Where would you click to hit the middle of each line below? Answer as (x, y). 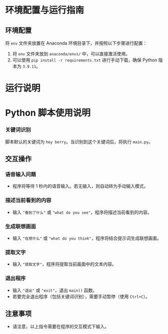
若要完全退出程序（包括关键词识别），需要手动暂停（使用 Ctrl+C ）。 (81, 296)
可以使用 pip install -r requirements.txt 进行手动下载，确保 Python (85, 60)
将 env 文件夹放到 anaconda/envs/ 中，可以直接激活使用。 (71, 54)
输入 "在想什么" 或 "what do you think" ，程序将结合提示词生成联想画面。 (87, 238)
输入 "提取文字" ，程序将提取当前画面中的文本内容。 (64, 264)
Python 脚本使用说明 (48, 113)
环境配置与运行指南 (45, 10)
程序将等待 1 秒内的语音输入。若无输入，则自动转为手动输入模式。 (80, 186)
